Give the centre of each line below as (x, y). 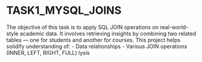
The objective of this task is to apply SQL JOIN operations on (82, 27)
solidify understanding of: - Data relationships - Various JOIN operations (97, 46)
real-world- (174, 27)
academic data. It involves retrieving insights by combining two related (108, 33)
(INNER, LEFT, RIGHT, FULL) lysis (48, 52)
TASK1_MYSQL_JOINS (64, 11)
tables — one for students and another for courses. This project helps (93, 40)
